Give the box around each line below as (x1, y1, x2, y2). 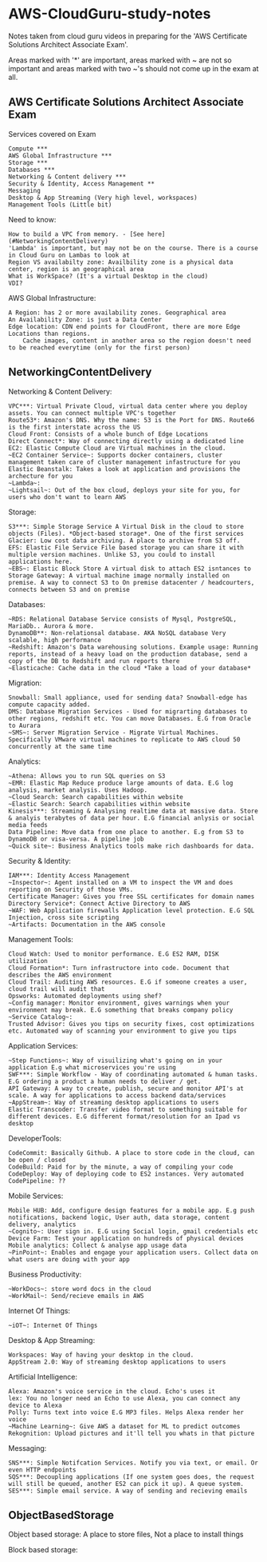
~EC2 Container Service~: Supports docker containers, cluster (8, 451, 223, 459)
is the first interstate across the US (8, 423, 141, 431)
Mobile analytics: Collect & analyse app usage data (8, 1241, 187, 1249)
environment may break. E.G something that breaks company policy (8, 1005, 234, 1014)
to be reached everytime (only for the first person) (8, 343, 191, 352)
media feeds (8, 821, 48, 829)
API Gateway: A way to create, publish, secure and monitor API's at (8, 1085, 245, 1093)
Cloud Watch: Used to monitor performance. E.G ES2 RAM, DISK (8, 949, 219, 958)
